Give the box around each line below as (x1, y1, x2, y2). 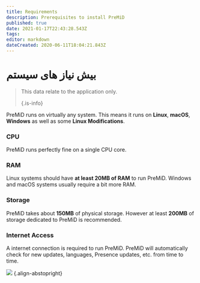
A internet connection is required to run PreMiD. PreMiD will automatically (6, 245, 188, 252)
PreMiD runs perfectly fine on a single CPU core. (6, 146, 127, 153)
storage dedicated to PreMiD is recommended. (6, 216, 122, 223)
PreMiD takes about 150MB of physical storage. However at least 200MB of (6, 209, 194, 216)
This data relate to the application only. (20, 88, 118, 95)
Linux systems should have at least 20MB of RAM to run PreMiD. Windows (6, 174, 192, 182)
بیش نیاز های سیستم (6, 68, 97, 82)
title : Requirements (6, 8, 58, 15)
